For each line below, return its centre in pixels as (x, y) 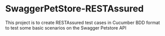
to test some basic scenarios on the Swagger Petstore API (66, 27)
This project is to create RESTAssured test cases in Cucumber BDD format (83, 22)
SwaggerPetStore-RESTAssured (75, 9)
